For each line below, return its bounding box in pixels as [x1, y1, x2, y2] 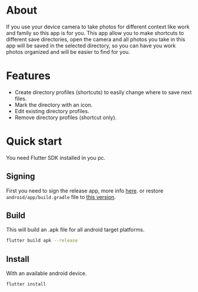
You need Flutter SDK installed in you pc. [6, 154, 106, 161]
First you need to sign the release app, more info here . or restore [6, 187, 164, 194]
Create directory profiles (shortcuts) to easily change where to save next [14, 88, 192, 95]
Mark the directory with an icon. [14, 101, 93, 108]
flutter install [6, 281, 46, 287]
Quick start [6, 134, 62, 148]
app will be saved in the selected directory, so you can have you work [6, 42, 176, 49]
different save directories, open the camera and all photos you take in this [6, 36, 186, 43]
